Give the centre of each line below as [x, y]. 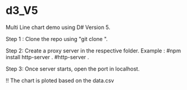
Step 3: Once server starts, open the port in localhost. [73, 69]
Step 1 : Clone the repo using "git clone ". [57, 39]
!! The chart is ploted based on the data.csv [60, 80]
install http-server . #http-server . [48, 57]
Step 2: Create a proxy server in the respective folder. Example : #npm [93, 50]
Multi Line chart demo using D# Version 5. [58, 27]
